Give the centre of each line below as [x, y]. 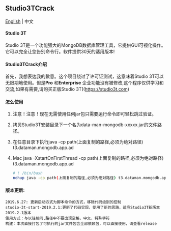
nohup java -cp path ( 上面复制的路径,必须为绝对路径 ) [64, 178]
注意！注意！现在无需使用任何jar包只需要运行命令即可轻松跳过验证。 [84, 114]
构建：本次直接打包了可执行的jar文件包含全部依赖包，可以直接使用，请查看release [81, 224]
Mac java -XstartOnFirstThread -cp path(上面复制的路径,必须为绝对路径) [88, 158]
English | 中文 [20, 21]
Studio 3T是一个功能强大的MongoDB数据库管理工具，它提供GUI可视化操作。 [85, 45]
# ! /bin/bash [27, 173]
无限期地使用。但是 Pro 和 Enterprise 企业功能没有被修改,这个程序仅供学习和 [84, 83]
